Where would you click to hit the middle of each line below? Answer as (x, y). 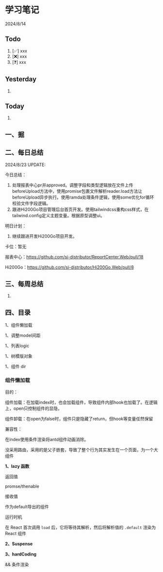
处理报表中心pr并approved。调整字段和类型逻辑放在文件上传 (73, 185)
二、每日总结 (24, 153)
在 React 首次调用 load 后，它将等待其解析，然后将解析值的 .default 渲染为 (81, 527)
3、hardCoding (21, 554)
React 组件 (16, 533)
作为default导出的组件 (27, 506)
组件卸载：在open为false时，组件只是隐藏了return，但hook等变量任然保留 (79, 419)
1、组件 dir (16, 367)
